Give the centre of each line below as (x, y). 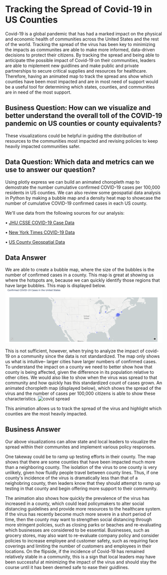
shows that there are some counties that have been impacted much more (80, 462)
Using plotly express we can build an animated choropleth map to (73, 182)
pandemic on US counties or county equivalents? (83, 124)
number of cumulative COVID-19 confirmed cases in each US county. (76, 203)
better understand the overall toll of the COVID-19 (84, 116)
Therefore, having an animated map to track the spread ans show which (79, 76)
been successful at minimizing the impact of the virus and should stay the (81, 562)
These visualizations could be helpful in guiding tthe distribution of (74, 136)
